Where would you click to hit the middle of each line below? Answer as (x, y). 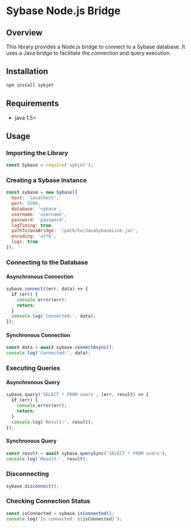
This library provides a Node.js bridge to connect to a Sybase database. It (96, 47)
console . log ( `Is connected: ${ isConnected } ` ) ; (64, 519)
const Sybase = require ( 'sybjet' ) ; (50, 165)
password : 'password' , (39, 220)
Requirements (32, 103)
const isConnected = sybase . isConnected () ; (60, 513)
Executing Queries (33, 368)
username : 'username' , (39, 214)
